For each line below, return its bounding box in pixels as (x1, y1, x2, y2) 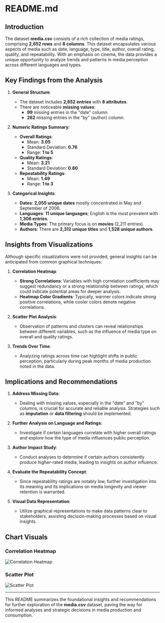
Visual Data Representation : (12, 499, 71, 505)
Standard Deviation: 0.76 (27, 144, 78, 150)
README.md (5, 3, 58, 14)
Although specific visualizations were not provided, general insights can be (5, 254, 157, 259)
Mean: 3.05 (27, 139, 51, 145)
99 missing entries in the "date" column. (27, 109, 109, 115)
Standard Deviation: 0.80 (27, 165, 78, 171)
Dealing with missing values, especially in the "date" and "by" (19, 400, 144, 406)
